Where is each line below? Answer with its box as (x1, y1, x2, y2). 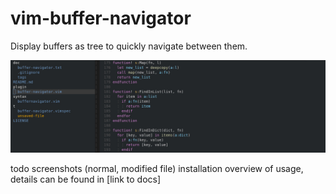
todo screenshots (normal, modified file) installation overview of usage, (10, 162, 304, 174)
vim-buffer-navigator (10, 7, 192, 30)
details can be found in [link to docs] (10, 173, 162, 185)
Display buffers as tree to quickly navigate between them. (10, 40, 248, 52)
